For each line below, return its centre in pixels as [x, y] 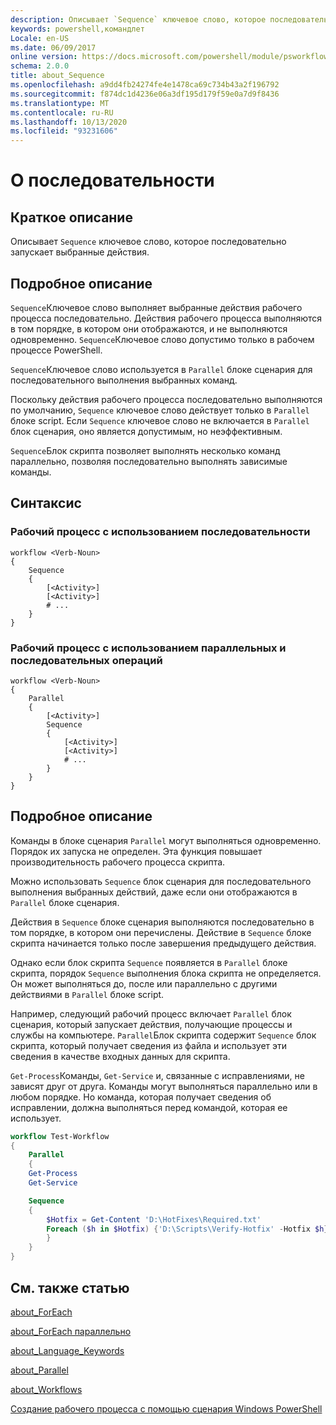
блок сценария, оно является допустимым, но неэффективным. [146, 431]
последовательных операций [86, 660]
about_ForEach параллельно [71, 1331]
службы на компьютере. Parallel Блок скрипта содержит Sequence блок [163, 1035]
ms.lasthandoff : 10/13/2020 [69, 122]
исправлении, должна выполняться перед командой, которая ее [149, 1107]
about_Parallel [39, 1370]
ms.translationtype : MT [60, 103]
